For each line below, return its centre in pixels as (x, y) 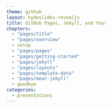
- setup (21, 46)
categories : (21, 90)
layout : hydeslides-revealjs (43, 17)
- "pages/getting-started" (46, 56)
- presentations (32, 95)
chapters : (19, 28)
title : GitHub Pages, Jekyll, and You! (57, 23)
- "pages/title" (32, 34)
